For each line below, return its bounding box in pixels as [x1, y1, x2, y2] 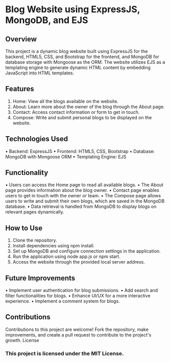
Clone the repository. [12, 237, 57, 243]
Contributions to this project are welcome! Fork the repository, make [5, 326, 149, 332]
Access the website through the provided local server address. [12, 259, 145, 265]
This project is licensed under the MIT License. [5, 350, 124, 357]
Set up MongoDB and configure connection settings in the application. [12, 248, 161, 254]
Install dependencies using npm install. [12, 243, 95, 249]
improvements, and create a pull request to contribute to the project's [5, 331, 152, 338]
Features [5, 85, 34, 93]
